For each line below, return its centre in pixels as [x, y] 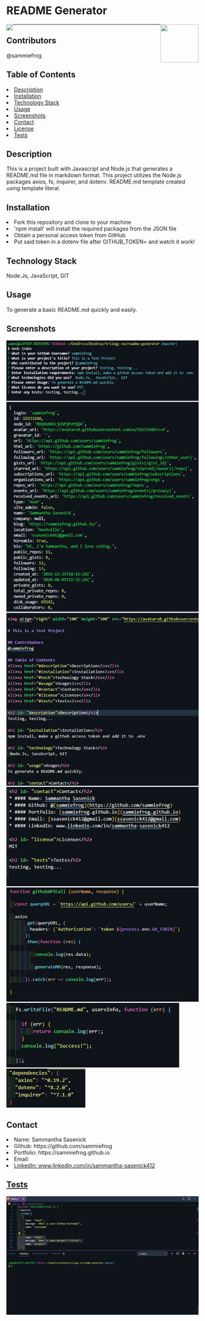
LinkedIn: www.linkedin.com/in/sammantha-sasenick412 [85, 1166]
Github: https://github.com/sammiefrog [63, 1146]
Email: [22, 1159]
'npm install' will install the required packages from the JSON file [95, 229]
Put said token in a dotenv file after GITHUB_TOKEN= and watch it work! [105, 242]
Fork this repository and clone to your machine [73, 222]
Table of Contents [41, 75]
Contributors [31, 41]
